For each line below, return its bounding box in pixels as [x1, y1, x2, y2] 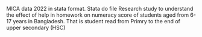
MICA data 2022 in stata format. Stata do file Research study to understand [6, 5, 194, 12]
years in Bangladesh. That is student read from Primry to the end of [13, 18, 181, 24]
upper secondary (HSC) [6, 24, 66, 31]
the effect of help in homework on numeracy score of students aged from [6, 11, 189, 18]
